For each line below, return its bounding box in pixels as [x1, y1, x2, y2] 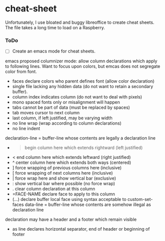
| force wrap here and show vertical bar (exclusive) [12, 175, 116, 181]
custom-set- [127, 196, 153, 202]
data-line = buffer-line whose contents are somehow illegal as [25, 201, 151, 208]
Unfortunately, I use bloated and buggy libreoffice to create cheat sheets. [5, 19, 155, 25]
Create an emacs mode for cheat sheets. [12, 48, 95, 54]
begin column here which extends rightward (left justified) [24, 145, 143, 151]
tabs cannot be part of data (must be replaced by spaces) [12, 104, 130, 110]
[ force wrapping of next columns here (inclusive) [12, 170, 113, 176]
